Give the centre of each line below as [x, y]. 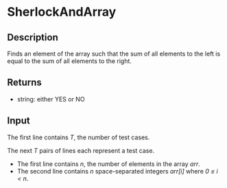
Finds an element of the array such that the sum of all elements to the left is [114, 54]
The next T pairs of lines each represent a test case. [81, 150]
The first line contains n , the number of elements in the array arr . [109, 164]
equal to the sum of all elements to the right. [70, 61]
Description [33, 37]
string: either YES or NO [51, 99]
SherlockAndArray [62, 12]
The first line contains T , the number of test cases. [79, 137]
